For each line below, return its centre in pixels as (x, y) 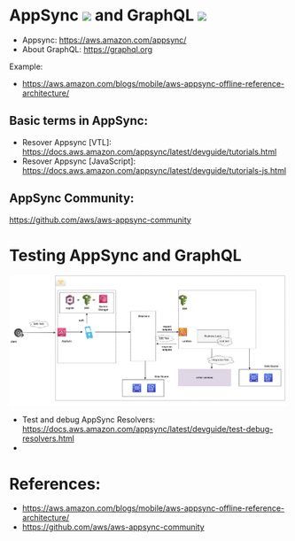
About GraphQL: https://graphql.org (87, 49)
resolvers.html (48, 438)
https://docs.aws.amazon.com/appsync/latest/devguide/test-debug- (147, 429)
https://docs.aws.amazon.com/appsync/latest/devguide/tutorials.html (149, 151)
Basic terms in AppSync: (79, 121)
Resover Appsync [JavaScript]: (78, 161)
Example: (26, 66)
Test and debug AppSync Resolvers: (89, 420)
